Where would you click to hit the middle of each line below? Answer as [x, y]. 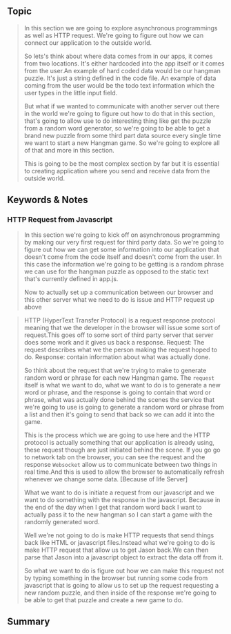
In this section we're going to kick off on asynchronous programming [122, 235]
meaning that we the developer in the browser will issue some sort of [122, 327]
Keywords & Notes [48, 200]
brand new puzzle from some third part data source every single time [122, 135]
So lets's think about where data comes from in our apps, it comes [118, 56]
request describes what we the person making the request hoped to [121, 349]
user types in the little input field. [71, 93]
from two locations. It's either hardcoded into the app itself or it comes [124, 63]
